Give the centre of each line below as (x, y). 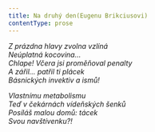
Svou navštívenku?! (41, 121)
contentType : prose (41, 23)
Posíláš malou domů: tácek (53, 112)
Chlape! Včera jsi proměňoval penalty (70, 63)
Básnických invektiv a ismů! (54, 80)
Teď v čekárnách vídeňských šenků (67, 104)
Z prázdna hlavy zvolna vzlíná (58, 46)
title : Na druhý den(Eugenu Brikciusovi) (78, 16)
